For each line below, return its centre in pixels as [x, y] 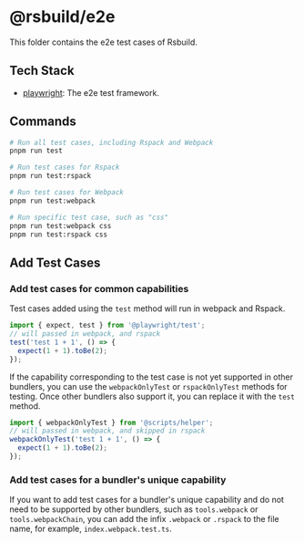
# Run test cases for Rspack [65, 167]
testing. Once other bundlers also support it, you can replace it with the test [152, 396]
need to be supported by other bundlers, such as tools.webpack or [134, 509]
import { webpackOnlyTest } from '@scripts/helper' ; [111, 423]
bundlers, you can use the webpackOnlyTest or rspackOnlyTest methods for [149, 386]
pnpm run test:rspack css [58, 235]
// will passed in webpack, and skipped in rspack [107, 431]
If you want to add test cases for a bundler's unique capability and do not [147, 500]
